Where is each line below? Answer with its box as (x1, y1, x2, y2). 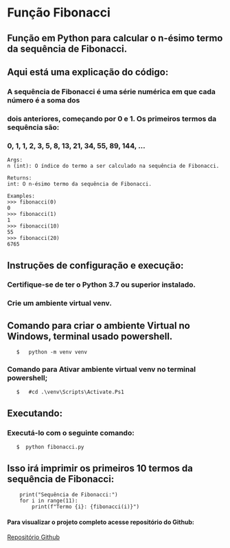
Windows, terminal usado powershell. (7, 330, 173, 342)
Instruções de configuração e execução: (7, 259, 184, 271)
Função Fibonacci (7, 5, 111, 21)
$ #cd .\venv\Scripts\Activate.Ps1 (16, 388, 125, 396)
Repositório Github (7, 533, 60, 541)
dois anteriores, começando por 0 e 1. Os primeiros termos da (7, 113, 217, 123)
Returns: (7, 175, 32, 182)
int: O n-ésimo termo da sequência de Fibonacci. (7, 181, 152, 188)
